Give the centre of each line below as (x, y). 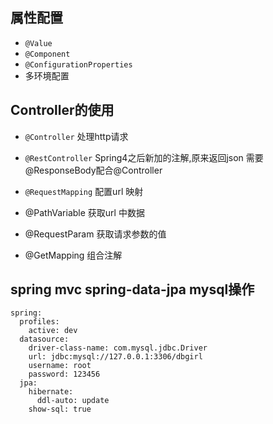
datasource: (44, 339)
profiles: (39, 322)
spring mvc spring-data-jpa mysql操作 (132, 289)
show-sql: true (60, 409)
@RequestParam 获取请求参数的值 (95, 234)
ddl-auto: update (73, 401)
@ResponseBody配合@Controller (93, 170)
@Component (47, 54)
